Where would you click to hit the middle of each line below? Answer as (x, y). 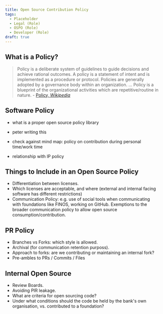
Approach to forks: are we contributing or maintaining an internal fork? (83, 253)
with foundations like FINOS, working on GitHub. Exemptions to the (80, 204)
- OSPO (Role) (24, 28)
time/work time (27, 147)
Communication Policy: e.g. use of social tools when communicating (81, 199)
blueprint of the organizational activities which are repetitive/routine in (88, 90)
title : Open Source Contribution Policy (47, 10)
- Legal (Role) (25, 23)
